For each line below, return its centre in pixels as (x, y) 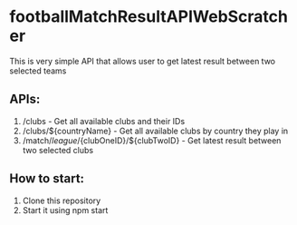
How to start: (47, 179)
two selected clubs (57, 150)
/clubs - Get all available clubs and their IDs (104, 121)
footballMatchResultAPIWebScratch (148, 17)
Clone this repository (62, 201)
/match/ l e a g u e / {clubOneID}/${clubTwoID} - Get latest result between (152, 140)
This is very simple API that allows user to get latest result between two (143, 61)
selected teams (38, 71)
